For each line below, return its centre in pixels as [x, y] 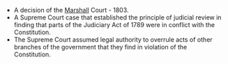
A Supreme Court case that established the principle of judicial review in [117, 17]
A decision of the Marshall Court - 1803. [71, 10]
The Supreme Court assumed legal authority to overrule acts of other [113, 40]
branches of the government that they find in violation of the [100, 47]
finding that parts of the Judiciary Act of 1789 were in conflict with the [114, 25]
